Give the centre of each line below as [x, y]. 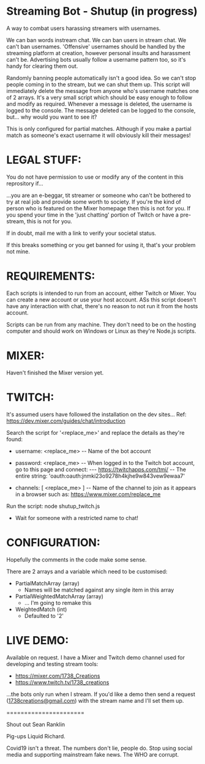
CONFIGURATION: [54, 542]
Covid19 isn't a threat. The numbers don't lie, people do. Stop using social [99, 748]
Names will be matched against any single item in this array [99, 590]
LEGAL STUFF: [44, 160]
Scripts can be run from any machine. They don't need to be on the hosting [101, 324]
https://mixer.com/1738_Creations [58, 676]
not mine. [18, 251]
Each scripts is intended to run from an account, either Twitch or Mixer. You [102, 293]
